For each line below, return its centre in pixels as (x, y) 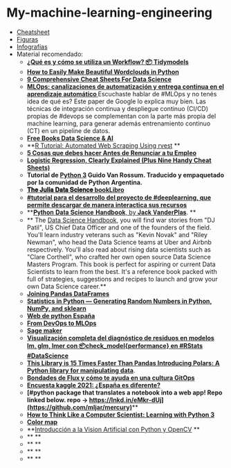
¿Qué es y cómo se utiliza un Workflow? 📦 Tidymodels (108, 62)
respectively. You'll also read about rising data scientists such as (119, 249)
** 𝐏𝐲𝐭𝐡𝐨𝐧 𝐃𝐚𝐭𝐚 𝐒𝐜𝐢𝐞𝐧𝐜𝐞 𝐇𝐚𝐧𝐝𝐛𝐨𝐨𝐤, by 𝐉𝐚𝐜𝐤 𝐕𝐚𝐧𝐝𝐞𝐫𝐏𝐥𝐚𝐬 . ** (111, 212)
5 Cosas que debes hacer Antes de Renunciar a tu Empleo (112, 153)
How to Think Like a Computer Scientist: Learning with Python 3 (121, 415)
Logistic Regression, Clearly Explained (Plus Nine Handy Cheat (119, 160)
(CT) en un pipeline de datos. (68, 130)
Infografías (32, 46)
